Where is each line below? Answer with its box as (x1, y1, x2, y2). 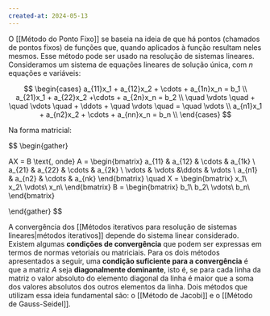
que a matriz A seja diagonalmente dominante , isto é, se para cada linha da (8, 264, 262, 274)
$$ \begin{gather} (8, 140, 69, 150)
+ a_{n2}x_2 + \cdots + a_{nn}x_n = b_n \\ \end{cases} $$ (39, 110, 232, 119)
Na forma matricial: (8, 125, 73, 135)
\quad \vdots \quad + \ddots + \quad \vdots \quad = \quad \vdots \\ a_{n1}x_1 (8, 101, 263, 110)
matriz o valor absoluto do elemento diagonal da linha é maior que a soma (8, 273, 254, 283)
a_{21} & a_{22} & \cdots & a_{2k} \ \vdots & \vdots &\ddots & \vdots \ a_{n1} (8, 164, 258, 174)
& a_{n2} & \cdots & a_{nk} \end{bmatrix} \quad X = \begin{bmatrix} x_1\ (8, 173, 247, 183)
